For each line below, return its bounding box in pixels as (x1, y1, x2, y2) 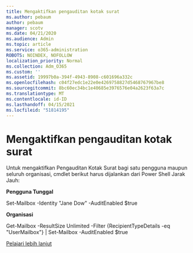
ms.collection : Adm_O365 (6, 63, 67, 69)
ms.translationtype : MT (6, 91, 65, 96)
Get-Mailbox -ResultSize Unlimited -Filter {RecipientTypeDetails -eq (6, 222, 171, 229)
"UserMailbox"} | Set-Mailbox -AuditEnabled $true (6, 229, 128, 236)
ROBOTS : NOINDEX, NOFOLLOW (6, 52, 72, 58)
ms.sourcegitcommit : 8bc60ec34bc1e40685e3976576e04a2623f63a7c (6, 85, 165, 91)
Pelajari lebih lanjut (6, 240, 52, 247)
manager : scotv (6, 25, 44, 31)
